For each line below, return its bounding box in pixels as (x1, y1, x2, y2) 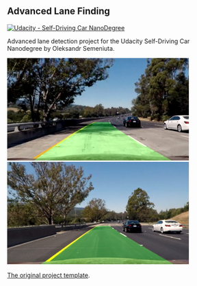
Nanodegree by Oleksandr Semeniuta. (7, 44, 115, 52)
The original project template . (7, 271, 90, 279)
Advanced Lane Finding (7, 5, 111, 17)
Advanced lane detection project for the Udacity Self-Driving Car (7, 37, 190, 45)
